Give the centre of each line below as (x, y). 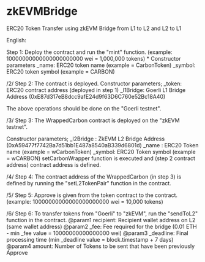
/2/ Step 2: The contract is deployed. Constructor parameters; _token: (94, 83)
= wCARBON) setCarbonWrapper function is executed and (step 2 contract (101, 158)
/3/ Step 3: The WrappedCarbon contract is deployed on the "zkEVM (93, 120)
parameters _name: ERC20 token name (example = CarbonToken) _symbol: (101, 65)
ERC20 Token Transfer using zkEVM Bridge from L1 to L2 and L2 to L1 (94, 28)
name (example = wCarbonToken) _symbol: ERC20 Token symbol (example (101, 152)
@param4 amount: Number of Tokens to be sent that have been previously (101, 246)
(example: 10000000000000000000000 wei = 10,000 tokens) (85, 201)
